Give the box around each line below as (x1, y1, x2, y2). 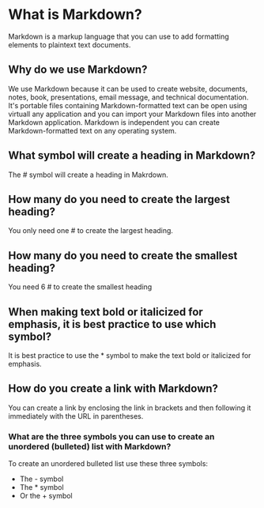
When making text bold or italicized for (8, 305, 203, 318)
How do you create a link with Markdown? (8, 382, 219, 396)
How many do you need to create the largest (8, 192, 231, 206)
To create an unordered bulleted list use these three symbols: (8, 459, 208, 468)
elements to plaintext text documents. (8, 40, 131, 49)
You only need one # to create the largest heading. (8, 226, 174, 235)
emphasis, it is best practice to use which (8, 318, 217, 331)
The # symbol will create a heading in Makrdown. (8, 170, 168, 179)
